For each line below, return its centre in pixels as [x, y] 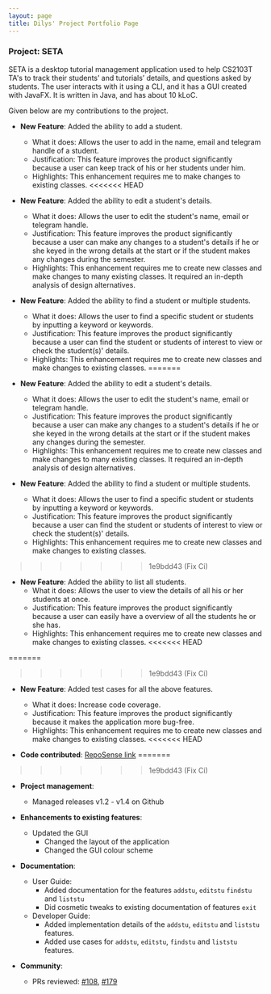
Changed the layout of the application [106, 841]
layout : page [30, 16]
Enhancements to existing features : [81, 817]
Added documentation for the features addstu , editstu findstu [148, 890]
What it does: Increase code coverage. [96, 705]
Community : [41, 966]
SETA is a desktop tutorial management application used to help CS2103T [131, 69]
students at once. [61, 599]
